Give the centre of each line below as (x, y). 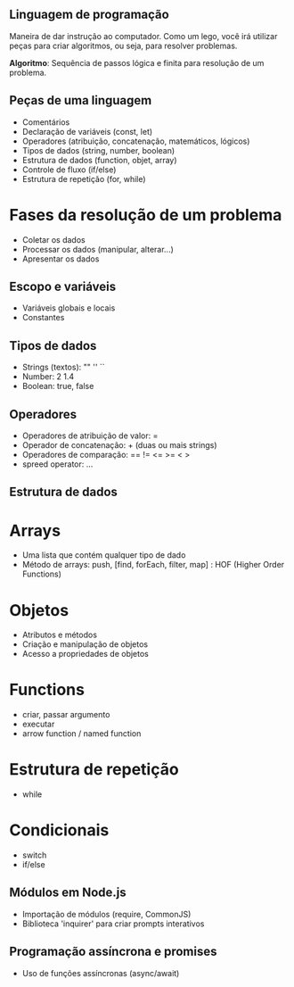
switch (34, 855)
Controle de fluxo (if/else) (69, 170)
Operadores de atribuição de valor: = (90, 435)
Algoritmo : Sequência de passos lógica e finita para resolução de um (137, 62)
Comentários (46, 122)
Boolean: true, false (58, 386)
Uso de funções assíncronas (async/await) (101, 973)
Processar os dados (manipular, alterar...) (98, 249)
